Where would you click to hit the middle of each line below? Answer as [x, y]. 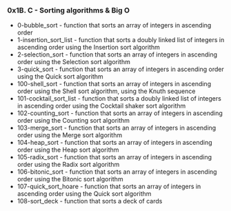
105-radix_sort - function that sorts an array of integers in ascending [114, 157]
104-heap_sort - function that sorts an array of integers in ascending [114, 143]
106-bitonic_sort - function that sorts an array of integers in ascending [117, 172]
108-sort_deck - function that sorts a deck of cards [90, 201]
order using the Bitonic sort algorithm [70, 179]
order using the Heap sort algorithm [68, 150]
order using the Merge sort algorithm [70, 135]
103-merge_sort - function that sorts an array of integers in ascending [117, 128]
